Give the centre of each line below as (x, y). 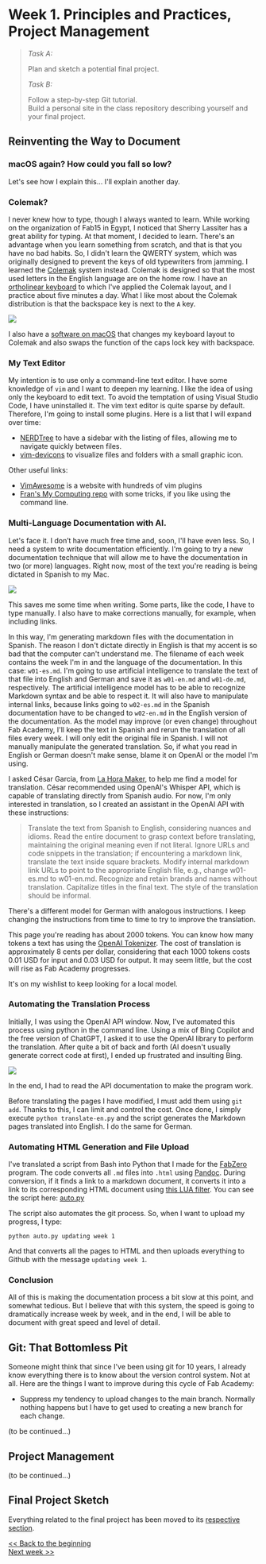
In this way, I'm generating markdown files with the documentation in (121, 636)
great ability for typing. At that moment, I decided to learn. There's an (121, 236)
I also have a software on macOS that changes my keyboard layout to (122, 334)
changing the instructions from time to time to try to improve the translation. (132, 919)
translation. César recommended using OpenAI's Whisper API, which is (124, 787)
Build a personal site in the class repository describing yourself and (138, 108)
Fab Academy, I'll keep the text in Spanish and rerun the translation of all (127, 729)
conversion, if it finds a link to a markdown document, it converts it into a (127, 1181)
